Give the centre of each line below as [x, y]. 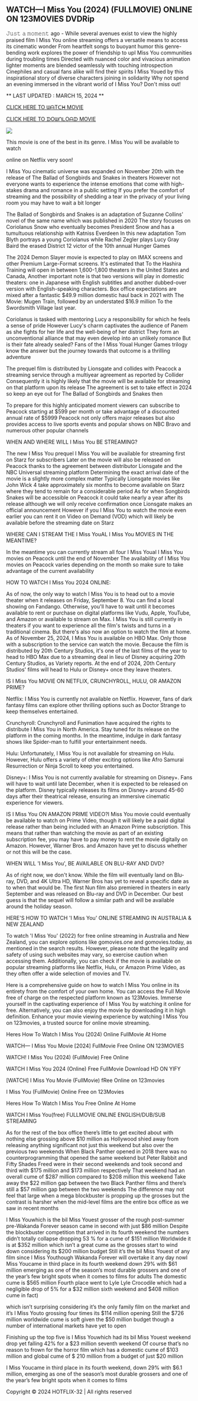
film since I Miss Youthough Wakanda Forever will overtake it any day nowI [97, 1257]
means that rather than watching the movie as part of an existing [85, 833]
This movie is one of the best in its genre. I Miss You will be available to [92, 142]
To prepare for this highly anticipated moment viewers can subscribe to [93, 405]
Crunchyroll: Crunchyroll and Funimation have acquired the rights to [89, 722]
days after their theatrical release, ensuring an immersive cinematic [88, 796]
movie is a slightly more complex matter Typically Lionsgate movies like [93, 478]
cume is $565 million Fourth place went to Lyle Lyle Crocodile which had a [96, 1282]
